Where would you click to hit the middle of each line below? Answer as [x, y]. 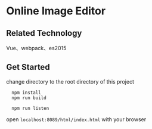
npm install [27, 93]
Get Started [28, 67]
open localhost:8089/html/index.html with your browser [76, 119]
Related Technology [44, 33]
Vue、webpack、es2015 [36, 48]
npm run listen [30, 108]
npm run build [29, 98]
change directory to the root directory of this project [70, 81]
